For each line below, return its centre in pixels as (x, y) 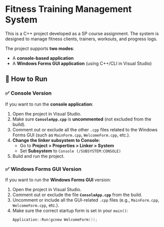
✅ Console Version (28, 93)
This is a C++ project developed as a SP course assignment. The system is (82, 33)
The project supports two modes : (40, 48)
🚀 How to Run (26, 79)
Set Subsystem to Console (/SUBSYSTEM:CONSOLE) (70, 151)
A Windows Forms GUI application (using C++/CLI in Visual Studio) (82, 63)
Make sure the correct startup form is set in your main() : (70, 211)
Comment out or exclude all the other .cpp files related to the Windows (85, 129)
